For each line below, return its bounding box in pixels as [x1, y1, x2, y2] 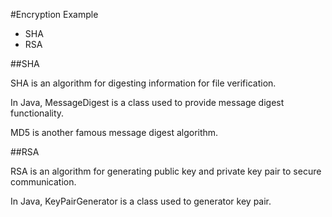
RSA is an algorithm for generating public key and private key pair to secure [10, 165, 322, 177]
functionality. [10, 107, 65, 119]
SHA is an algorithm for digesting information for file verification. [10, 77, 277, 89]
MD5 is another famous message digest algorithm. [10, 127, 219, 138]
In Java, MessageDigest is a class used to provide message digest [10, 97, 285, 108]
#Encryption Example [10, 9, 99, 20]
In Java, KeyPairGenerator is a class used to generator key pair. [10, 195, 272, 207]
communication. [10, 176, 77, 188]
